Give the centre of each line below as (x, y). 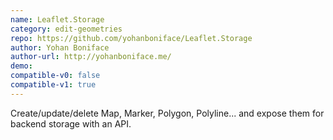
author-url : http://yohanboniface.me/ (91, 57)
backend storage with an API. (71, 123)
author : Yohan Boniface (60, 47)
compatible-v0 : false (55, 76)
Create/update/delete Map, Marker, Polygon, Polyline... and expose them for (167, 113)
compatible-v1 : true (53, 85)
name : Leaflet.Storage (57, 19)
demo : (21, 66)
